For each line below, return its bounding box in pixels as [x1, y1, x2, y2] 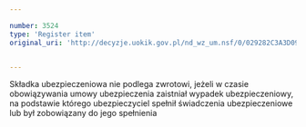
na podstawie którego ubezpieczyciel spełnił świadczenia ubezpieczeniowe [9, 98, 293, 109]
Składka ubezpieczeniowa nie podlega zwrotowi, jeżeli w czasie [9, 79, 249, 90]
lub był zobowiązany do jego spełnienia [9, 108, 158, 119]
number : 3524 [9, 21, 59, 30]
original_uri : [9, 38, 64, 47]
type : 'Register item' [9, 29, 96, 39]
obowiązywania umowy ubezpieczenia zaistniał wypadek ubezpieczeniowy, [9, 88, 294, 100]
